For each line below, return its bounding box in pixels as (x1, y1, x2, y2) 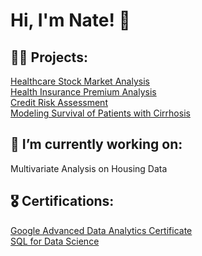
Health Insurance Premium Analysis (10, 86, 157, 98)
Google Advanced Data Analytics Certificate (10, 224, 193, 236)
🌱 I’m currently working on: (10, 136, 183, 153)
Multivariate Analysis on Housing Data (10, 162, 168, 174)
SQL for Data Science (10, 235, 100, 247)
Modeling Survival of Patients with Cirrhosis (10, 107, 191, 119)
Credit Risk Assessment (10, 97, 108, 108)
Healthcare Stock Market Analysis (10, 75, 150, 87)
